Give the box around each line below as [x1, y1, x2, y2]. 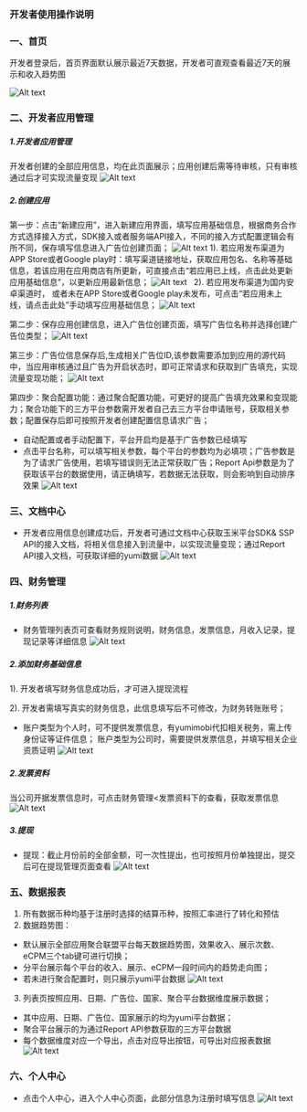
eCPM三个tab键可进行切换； [22, 950, 131, 961]
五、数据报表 [9, 886, 67, 899]
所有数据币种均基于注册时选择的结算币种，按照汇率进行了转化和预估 [22, 908, 280, 919]
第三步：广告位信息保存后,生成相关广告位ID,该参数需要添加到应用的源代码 [9, 350, 286, 361]
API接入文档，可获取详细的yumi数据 [22, 550, 158, 561]
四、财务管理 [9, 576, 67, 588]
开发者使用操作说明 [9, 7, 94, 20]
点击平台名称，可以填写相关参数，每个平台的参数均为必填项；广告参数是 [22, 446, 295, 457]
